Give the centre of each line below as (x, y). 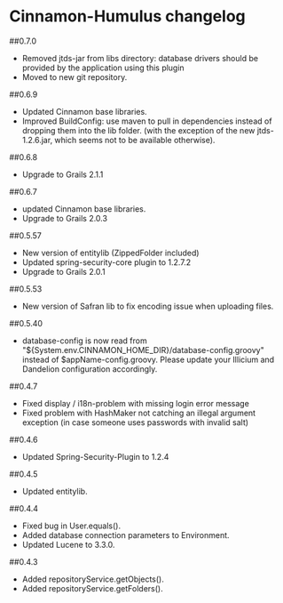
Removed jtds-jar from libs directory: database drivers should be (140, 58)
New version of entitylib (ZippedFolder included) (110, 253)
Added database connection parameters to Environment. (126, 535)
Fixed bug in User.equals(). (71, 526)
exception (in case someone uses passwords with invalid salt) (135, 422)
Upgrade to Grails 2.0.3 (65, 218)
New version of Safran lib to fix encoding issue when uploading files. (148, 306)
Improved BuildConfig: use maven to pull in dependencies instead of (147, 121)
